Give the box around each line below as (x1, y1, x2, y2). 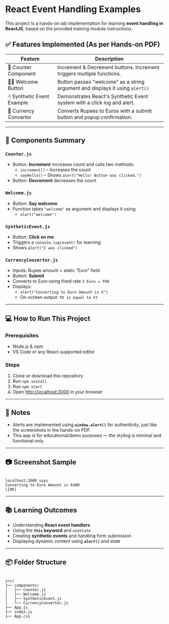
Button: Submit (12, 273, 44, 279)
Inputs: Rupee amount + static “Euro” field (12, 268, 100, 274)
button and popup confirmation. (57, 114, 132, 121)
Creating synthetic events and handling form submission (12, 533, 132, 539)
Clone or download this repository (12, 373, 83, 379)
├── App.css (5, 613, 30, 619)
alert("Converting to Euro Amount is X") (20, 290, 108, 295)
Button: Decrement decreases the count (12, 178, 97, 184)
